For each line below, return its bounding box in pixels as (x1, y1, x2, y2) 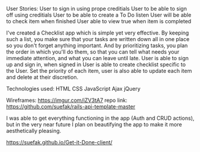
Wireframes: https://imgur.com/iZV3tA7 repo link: (6, 97, 128, 104)
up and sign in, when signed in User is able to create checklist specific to (6, 61, 186, 68)
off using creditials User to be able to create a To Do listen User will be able (6, 11, 192, 18)
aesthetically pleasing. (6, 128, 61, 134)
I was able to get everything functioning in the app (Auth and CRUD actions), (6, 114, 195, 122)
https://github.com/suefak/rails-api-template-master (6, 103, 136, 110)
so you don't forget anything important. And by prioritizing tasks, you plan (6, 42, 188, 49)
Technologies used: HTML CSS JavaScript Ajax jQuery (6, 85, 141, 92)
